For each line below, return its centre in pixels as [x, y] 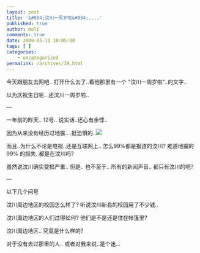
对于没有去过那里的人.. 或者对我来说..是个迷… [64, 244]
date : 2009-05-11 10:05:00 [41, 41]
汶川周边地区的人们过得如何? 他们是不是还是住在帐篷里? [77, 217]
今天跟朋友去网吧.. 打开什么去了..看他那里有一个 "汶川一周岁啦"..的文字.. [97, 82]
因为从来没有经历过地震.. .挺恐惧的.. [51, 133]
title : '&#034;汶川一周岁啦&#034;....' [54, 18]
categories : [21, 52]
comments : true [26, 35]
